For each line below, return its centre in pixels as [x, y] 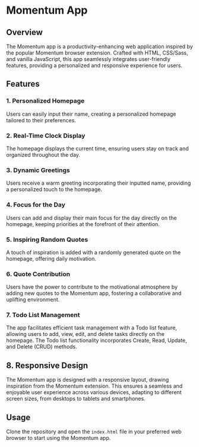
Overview [25, 32]
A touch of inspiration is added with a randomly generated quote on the [94, 252]
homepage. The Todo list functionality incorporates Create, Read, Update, [97, 340]
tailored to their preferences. [41, 120]
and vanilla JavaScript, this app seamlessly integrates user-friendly [88, 59]
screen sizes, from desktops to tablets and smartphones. [76, 399]
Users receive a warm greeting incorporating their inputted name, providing [99, 183]
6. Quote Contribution [38, 274]
